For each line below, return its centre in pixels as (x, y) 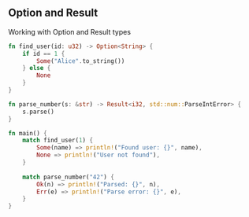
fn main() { (28, 133)
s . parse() (39, 112)
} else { (37, 68)
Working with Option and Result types (70, 31)
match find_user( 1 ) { (58, 141)
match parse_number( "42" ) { (68, 177)
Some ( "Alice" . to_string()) (81, 61)
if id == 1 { (44, 53)
